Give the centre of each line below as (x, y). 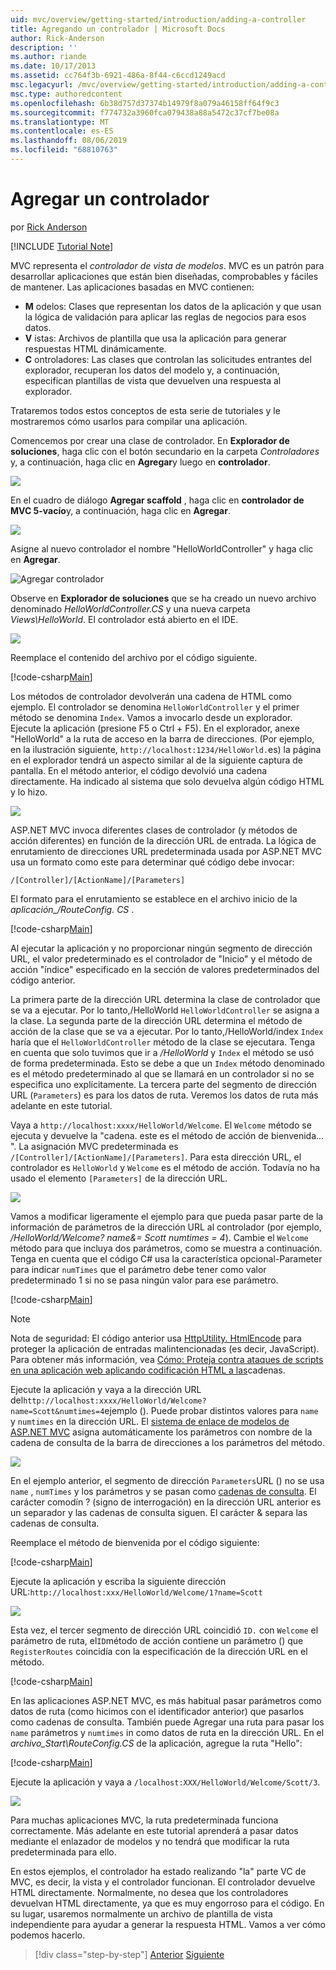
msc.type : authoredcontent (66, 94)
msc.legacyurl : (42, 85)
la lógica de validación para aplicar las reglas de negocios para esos (165, 317)
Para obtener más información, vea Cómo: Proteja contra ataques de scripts (167, 1359)
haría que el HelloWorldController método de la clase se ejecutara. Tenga (162, 1042)
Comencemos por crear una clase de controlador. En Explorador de (150, 440)
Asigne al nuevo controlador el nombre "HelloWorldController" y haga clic (162, 548)
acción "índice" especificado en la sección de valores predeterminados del (165, 969)
